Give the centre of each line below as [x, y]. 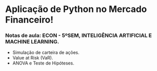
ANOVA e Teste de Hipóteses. [43, 63]
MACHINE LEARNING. [32, 42]
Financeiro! [29, 20]
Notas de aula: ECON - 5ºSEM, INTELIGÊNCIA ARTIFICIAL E [78, 35]
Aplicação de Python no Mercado [76, 9]
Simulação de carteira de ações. [46, 52]
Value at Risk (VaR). [33, 58]
